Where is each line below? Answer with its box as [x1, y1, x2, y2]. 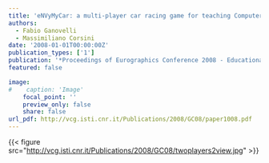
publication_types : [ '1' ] [8, 49, 94, 57]
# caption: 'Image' [8, 85, 84, 93]
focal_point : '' [22, 93, 78, 101]
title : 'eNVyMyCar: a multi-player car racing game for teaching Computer [8, 11, 263, 20]
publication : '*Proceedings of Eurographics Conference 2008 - [8, 57, 224, 65]
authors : [8, 19, 38, 27]
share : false [22, 108, 66, 116]
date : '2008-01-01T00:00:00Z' [8, 42, 110, 50]
